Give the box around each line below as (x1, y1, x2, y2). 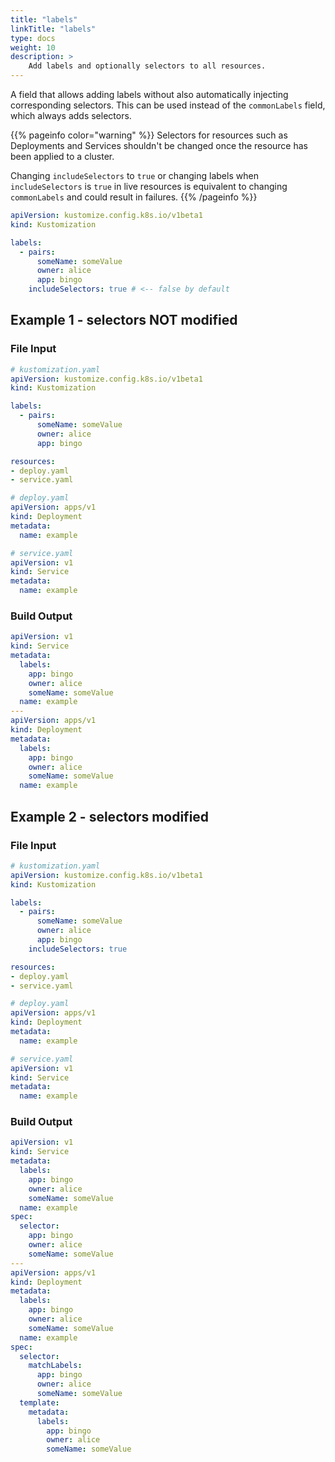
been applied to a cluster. (10, 151, 115, 162)
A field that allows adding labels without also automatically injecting (10, 89, 289, 100)
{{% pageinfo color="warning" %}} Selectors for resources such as (10, 129, 288, 141)
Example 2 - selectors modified (10, 808, 210, 825)
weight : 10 (10, 42, 56, 53)
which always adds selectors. (10, 110, 132, 121)
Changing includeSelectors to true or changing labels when (10, 170, 259, 181)
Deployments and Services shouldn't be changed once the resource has (10, 140, 308, 151)
